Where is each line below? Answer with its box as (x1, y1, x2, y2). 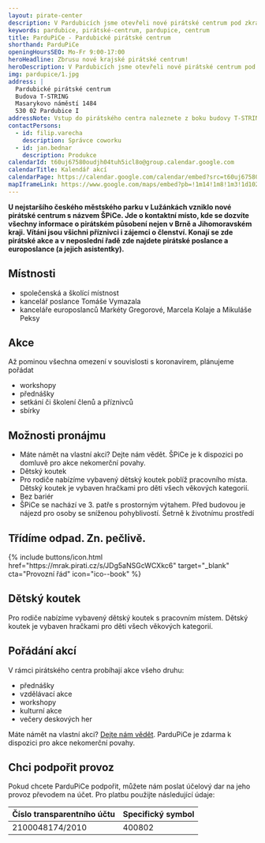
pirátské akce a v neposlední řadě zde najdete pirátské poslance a (8, 235, 229, 245)
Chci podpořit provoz (8, 761, 114, 774)
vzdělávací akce (19, 689, 73, 698)
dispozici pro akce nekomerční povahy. (8, 738, 136, 747)
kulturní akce (19, 706, 62, 715)
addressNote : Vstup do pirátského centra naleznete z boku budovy (8, 115, 231, 122)
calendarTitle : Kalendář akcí (8, 166, 108, 174)
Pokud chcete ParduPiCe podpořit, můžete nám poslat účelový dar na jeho (8, 781, 251, 791)
